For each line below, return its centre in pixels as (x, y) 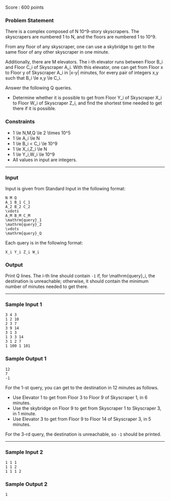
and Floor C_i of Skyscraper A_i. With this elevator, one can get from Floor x (84, 67)
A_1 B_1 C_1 (18, 202)
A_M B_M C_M (18, 216)
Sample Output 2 (26, 484)
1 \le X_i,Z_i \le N (30, 149)
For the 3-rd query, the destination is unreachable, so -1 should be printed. (83, 434)
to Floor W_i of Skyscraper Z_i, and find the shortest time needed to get (87, 103)
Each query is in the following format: (44, 242)
